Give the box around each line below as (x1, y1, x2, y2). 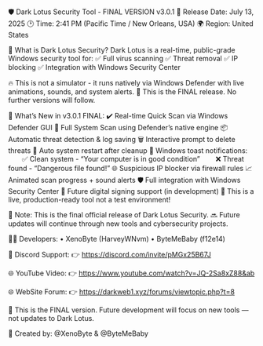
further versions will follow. (8, 96, 96, 104)
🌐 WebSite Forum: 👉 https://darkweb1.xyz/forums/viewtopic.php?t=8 (8, 287, 236, 297)
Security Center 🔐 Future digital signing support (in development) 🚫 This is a (8, 187, 254, 195)
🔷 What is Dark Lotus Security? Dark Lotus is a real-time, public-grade (8, 46, 236, 54)
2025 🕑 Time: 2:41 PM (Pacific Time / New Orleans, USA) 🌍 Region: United (8, 19, 254, 28)
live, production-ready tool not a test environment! (8, 195, 171, 204)
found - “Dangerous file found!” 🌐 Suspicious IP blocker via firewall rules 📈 (8, 164, 253, 173)
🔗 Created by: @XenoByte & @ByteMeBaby (8, 329, 149, 338)
